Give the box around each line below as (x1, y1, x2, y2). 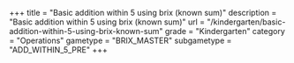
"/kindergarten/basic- (207, 17, 286, 27)
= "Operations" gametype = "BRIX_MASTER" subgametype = (9, 35, 232, 45)
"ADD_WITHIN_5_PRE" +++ (9, 45, 108, 55)
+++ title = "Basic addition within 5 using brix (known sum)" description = (9, 8, 277, 17)
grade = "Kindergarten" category (164, 26, 285, 36)
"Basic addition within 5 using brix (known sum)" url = (9, 17, 206, 27)
